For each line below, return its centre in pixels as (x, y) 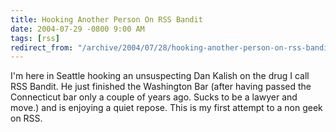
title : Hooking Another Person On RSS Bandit (106, 19)
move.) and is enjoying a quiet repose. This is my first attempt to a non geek (166, 108)
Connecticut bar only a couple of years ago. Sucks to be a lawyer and (154, 97)
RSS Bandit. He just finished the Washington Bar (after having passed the (161, 87)
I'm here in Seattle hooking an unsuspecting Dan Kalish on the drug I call (160, 76)
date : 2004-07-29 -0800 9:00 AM (77, 29)
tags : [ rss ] (35, 38)
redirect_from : (42, 47)
